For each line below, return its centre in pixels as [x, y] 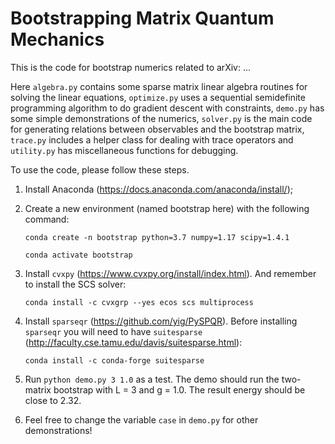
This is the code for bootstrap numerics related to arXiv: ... [131, 67]
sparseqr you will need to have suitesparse [113, 331]
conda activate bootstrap [78, 255]
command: [47, 219]
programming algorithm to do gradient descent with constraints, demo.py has [167, 108]
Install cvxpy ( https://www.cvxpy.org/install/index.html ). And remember [170, 273]
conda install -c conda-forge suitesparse [114, 360]
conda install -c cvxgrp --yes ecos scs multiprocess [139, 302]
